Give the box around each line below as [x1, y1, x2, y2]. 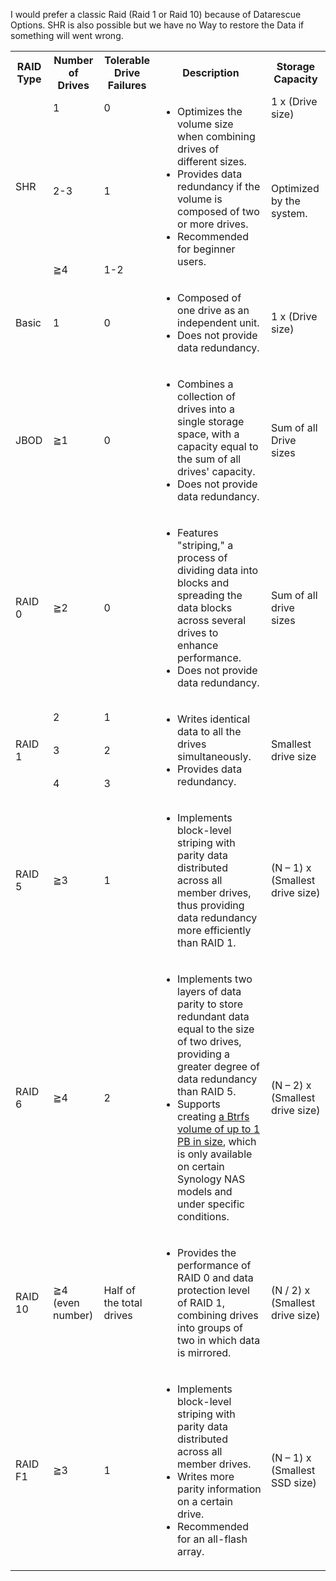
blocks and [177, 576, 230, 589]
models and [177, 1185, 233, 1198]
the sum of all [177, 452, 242, 466]
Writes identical [177, 712, 251, 726]
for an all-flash [177, 1532, 248, 1546]
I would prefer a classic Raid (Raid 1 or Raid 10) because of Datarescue [10, 9, 302, 20]
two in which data [177, 1334, 261, 1347]
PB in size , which [177, 1135, 257, 1148]
